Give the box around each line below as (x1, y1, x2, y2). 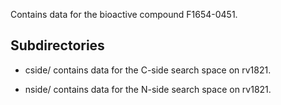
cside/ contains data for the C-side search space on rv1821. (24, 64, 272, 76)
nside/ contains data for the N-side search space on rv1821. (24, 83, 272, 95)
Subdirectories (10, 37, 105, 54)
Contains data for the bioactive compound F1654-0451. (10, 9, 238, 20)
